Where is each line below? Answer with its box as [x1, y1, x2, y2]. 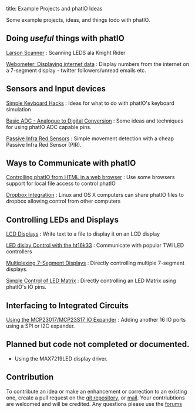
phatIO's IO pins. [6, 283, 47, 290]
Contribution [6, 372, 54, 382]
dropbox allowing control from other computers [6, 197, 121, 205]
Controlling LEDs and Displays [6, 214, 119, 224]
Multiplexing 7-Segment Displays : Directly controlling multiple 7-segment [6, 259, 185, 267]
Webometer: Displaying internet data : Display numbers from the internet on [6, 60, 190, 67]
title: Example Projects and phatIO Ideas [6, 5, 103, 12]
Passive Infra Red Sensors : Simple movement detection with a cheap [6, 135, 174, 142]
